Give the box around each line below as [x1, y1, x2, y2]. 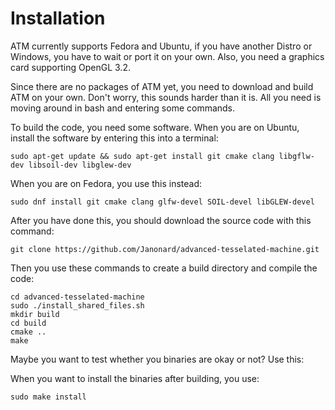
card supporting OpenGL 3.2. [10, 61, 131, 73]
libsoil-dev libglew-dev [28, 160, 132, 170]
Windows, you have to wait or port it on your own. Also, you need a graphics [10, 50, 325, 62]
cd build [10, 318, 47, 328]
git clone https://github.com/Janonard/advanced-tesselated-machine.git [10, 244, 320, 254]
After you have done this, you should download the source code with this [10, 214, 312, 226]
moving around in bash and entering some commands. [10, 102, 236, 114]
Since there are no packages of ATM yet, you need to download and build [10, 80, 314, 92]
